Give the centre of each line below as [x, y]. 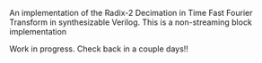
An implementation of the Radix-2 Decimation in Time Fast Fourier [131, 13]
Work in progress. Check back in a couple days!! [99, 49]
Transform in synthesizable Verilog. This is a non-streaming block [131, 22]
